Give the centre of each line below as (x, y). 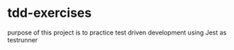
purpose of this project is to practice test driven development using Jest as (117, 32)
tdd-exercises (50, 13)
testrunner (23, 39)
